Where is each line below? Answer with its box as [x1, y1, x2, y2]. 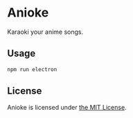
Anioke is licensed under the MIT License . [7, 104, 127, 112]
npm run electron [7, 66, 57, 73]
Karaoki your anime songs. [7, 28, 84, 36]
